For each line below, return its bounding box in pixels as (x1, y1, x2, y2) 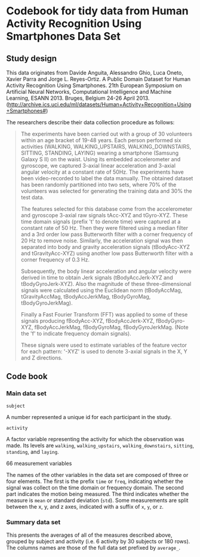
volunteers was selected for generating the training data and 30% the (20, 187, 192, 195)
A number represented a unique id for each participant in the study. (6, 413, 172, 420)
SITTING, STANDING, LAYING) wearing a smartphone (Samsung (20, 149, 179, 156)
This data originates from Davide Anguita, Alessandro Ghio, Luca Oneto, (6, 69, 184, 76)
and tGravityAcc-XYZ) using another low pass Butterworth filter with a (20, 250, 193, 257)
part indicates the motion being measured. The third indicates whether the (6, 490, 189, 497)
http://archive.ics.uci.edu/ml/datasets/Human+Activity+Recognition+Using (8, 101, 192, 108)
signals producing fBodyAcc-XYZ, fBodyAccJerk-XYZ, (20, 318, 155, 324)
